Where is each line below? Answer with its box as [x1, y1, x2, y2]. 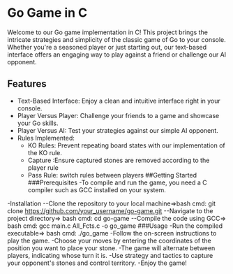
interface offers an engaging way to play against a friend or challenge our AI [7, 50, 227, 59]
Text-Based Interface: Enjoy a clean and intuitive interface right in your [17, 96, 221, 105]
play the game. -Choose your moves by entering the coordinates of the [7, 236, 211, 245]
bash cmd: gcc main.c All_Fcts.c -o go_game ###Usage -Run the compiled [7, 222, 223, 230]
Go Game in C [7, 5, 88, 21]
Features [7, 78, 47, 90]
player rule [27, 163, 59, 172]
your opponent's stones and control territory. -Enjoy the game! [7, 259, 187, 267]
